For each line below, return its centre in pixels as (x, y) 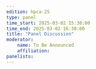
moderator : (20, 40)
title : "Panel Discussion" (40, 34)
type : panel (21, 17)
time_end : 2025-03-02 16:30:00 (46, 28)
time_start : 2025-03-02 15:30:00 (48, 23)
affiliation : (34, 51)
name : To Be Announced (46, 46)
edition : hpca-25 (28, 12)
